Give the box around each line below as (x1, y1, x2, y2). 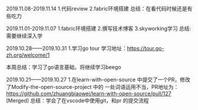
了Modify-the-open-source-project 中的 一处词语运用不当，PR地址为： (6, 84, 179, 90)
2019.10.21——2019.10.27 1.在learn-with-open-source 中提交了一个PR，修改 (6, 76, 191, 83)
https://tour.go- (126, 45, 164, 52)
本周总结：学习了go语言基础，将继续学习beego (6, 64, 121, 71)
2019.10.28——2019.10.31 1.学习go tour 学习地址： (6, 45, 127, 52)
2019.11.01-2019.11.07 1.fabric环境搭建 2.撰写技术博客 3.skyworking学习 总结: (6, 25, 191, 32)
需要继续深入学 (6, 32, 43, 39)
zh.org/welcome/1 (6, 52, 50, 58)
